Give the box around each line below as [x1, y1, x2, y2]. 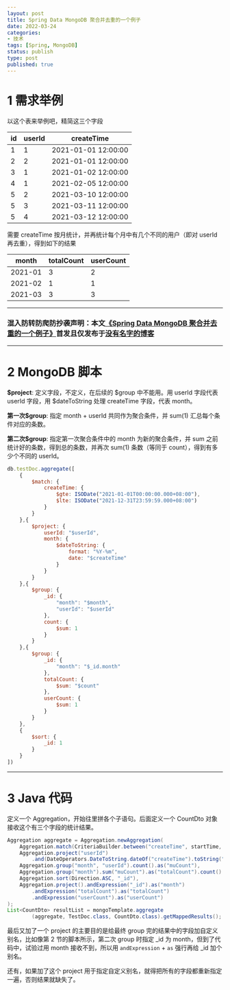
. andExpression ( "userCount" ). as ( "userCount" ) [31, 894, 164, 901]
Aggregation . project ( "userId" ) [19, 849, 109, 856]
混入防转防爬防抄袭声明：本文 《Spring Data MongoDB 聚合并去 [7, 318, 218, 328]
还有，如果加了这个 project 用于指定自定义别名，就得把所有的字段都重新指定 [7, 967, 222, 975]
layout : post [7, 10, 44, 17]
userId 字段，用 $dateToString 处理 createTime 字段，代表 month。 [7, 397, 196, 405]
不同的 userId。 [18, 451, 63, 460]
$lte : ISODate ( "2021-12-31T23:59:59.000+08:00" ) [55, 497, 197, 504]
